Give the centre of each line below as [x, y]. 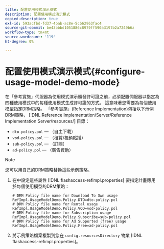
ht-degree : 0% [20, 42]
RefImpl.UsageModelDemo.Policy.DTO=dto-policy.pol [65, 200]
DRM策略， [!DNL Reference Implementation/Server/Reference [69, 115]
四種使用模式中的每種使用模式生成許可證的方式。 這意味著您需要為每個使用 [81, 102]
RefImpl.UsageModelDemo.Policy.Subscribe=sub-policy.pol [71, 217]
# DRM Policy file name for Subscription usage [61, 213]
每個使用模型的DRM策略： [43, 186]
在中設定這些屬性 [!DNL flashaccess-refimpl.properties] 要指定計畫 [80, 180]
